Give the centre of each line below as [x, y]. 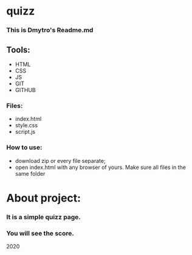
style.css [26, 125]
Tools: [18, 50]
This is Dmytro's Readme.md [50, 30]
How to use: [24, 148]
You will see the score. [40, 233]
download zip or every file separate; [60, 161]
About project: [43, 198]
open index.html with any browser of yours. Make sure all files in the [101, 167]
